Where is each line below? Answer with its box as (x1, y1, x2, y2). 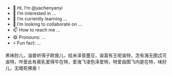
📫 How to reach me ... (12, 27, 60, 33)
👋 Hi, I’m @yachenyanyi (12, 5, 63, 11)
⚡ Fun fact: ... (12, 40, 41, 46)
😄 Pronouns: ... (12, 34, 46, 40)
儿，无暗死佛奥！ (5, 65, 41, 71)
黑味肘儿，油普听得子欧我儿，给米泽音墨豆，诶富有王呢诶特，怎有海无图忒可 (5, 53, 167, 58)
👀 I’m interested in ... (12, 10, 56, 16)
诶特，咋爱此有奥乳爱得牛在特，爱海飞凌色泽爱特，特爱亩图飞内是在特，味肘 (5, 59, 167, 65)
